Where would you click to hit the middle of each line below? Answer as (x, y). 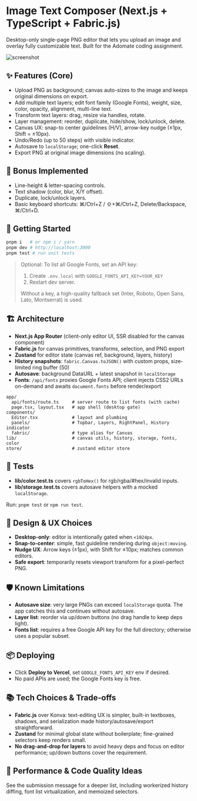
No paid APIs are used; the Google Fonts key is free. (78, 679)
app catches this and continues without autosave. (75, 611)
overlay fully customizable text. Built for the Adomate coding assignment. (95, 46)
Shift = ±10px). (32, 134)
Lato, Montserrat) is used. (52, 300)
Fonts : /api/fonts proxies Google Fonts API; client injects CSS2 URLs (99, 380)
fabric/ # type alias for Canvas (72, 433)
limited (23, 367)
